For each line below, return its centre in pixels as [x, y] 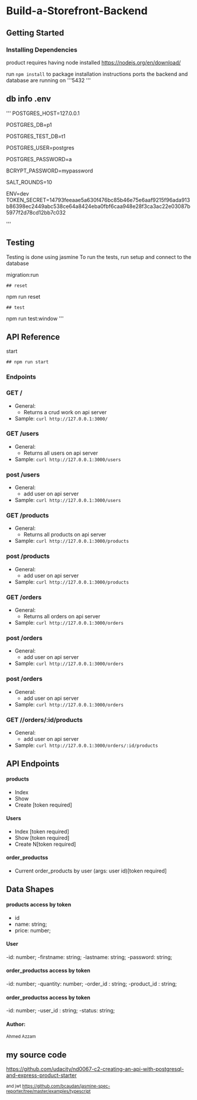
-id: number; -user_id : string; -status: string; [61, 1011]
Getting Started [35, 33]
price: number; [33, 930]
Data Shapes [30, 889]
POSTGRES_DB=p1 [29, 124]
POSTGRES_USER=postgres [40, 148]
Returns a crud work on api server [65, 412]
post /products [28, 557]
